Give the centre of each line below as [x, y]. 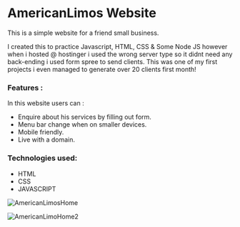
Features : [25, 88]
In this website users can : [46, 103]
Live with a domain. [46, 139]
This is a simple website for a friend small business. [83, 33]
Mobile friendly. [41, 132]
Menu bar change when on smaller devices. [82, 125]
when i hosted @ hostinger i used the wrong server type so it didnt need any [120, 54]
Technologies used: [42, 158]
